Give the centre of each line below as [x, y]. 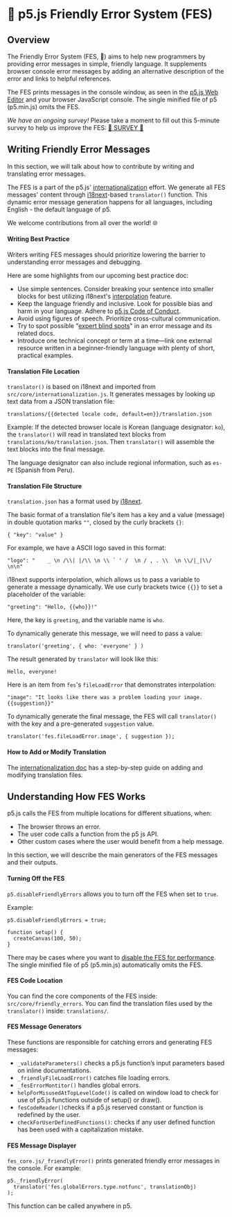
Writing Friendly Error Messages [79, 150]
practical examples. [45, 356]
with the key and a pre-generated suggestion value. [81, 724]
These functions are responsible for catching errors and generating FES [110, 1043]
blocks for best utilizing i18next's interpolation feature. [95, 296]
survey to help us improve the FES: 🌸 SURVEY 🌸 [75, 128]
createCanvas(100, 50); [47, 938]
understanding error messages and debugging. [74, 262]
